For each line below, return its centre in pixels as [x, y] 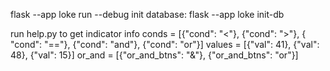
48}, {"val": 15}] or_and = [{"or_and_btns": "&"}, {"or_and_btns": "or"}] [154, 55]
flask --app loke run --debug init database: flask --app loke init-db [147, 14]
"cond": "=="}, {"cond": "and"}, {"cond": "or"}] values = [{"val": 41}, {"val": [165, 44]
